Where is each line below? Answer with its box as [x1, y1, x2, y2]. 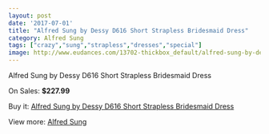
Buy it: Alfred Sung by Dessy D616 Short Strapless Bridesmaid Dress [8, 101, 235, 111]
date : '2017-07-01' [8, 19, 74, 27]
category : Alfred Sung [8, 33, 84, 42]
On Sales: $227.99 [8, 86, 70, 96]
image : [8, 49, 30, 57]
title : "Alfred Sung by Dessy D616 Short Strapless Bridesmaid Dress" [8, 26, 249, 34]
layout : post [8, 11, 52, 20]
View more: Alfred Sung [8, 117, 87, 126]
